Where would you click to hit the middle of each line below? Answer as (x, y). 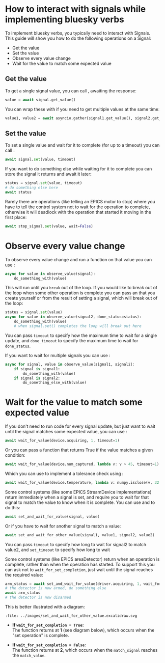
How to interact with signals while (75, 9)
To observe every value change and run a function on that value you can (79, 259)
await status (18, 192)
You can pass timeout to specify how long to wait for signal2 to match (76, 544)
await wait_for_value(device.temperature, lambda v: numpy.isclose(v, (79, 482)
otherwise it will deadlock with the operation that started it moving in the (78, 212)
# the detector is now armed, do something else (56, 588)
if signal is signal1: (37, 369)
